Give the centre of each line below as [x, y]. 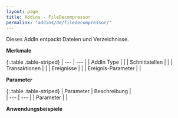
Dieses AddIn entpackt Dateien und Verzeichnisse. [67, 40]
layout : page [22, 12]
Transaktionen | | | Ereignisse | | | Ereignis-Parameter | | [74, 68]
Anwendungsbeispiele [34, 109]
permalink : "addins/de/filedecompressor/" [59, 22]
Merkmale [19, 51]
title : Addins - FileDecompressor [49, 17]
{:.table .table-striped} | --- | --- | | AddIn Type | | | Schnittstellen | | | [89, 62]
